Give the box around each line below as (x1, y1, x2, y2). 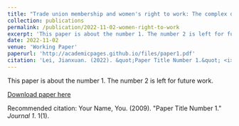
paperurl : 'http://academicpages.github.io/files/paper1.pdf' (7, 51, 196, 58)
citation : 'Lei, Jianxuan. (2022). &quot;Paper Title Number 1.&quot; (7, 57, 221, 64)
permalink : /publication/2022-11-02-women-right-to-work (7, 23, 180, 31)
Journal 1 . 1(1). (7, 111, 50, 120)
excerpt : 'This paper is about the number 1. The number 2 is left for (7, 30, 224, 38)
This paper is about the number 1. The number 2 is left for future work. (7, 76, 214, 85)
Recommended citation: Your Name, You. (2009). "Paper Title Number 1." (7, 104, 222, 112)
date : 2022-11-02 (7, 37, 59, 44)
